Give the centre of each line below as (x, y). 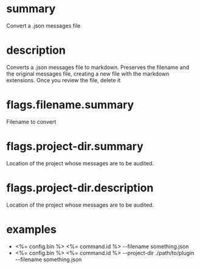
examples (31, 229)
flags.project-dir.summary (75, 146)
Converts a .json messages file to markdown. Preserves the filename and (98, 67)
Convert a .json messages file (43, 26)
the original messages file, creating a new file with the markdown (88, 74)
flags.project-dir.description (80, 188)
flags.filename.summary (70, 105)
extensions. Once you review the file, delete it (64, 80)
